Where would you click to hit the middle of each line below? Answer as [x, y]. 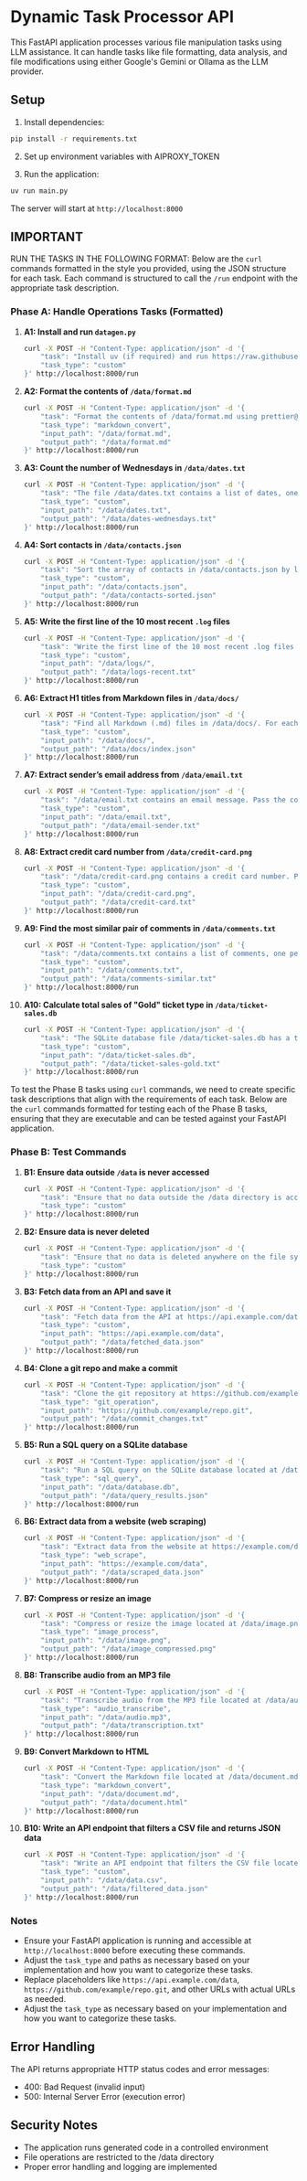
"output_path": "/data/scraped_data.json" [122, 1572]
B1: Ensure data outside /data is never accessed [116, 1172]
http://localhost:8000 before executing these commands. [134, 1950]
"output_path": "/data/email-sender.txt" [120, 825]
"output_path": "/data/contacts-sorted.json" [129, 596]
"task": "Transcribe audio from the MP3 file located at [151, 1700]
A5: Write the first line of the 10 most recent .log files [127, 621]
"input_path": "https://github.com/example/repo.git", [147, 1410]
